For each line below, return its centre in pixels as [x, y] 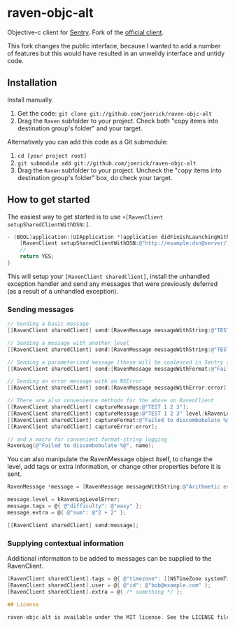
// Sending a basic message [48, 324]
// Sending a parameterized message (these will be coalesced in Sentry [115, 362]
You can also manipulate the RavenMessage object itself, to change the [110, 459]
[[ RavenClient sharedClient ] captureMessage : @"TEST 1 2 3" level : [106, 414]
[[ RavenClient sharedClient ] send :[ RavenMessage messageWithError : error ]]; [120, 388]
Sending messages [41, 309]
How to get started [49, 200]
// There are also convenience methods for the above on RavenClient [111, 401]
